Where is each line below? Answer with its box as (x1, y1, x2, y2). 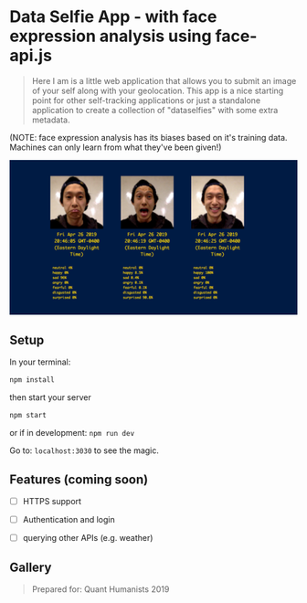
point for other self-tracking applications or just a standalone (31, 94, 261, 106)
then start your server (9, 392, 91, 403)
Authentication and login (22, 514, 116, 525)
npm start (9, 411, 48, 420)
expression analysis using (9, 26, 212, 47)
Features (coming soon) (9, 471, 149, 487)
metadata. (31, 114, 70, 125)
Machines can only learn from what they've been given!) (9, 142, 222, 153)
